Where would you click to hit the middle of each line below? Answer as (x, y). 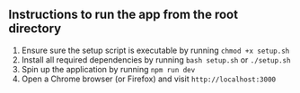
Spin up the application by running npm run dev (108, 69)
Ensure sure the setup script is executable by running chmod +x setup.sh (155, 50)
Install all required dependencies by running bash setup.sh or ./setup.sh (156, 59)
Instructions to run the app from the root (124, 15)
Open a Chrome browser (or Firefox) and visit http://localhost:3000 (149, 79)
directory (35, 29)
